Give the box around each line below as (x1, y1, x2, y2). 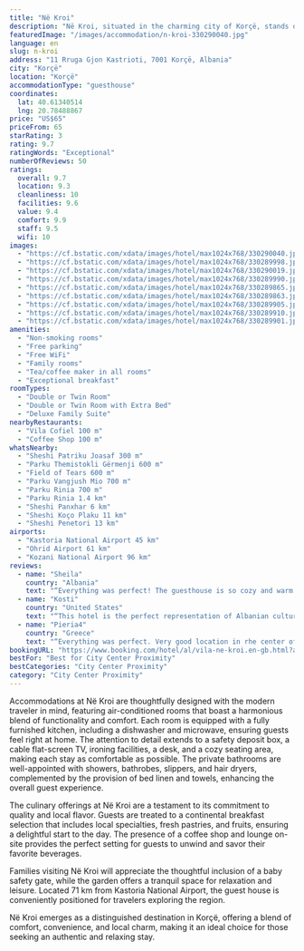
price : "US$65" (9, 114, 67, 123)
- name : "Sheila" (17, 569, 83, 578)
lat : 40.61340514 (17, 97, 83, 107)
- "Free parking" (17, 342, 83, 351)
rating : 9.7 (9, 140, 54, 149)
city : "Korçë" (9, 64, 63, 73)
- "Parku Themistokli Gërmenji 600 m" (17, 460, 165, 470)
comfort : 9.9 (17, 215, 67, 225)
